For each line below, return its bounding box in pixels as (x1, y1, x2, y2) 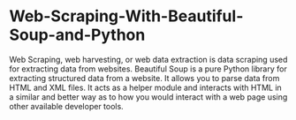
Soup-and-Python (9, 25, 146, 45)
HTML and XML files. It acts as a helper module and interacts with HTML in (9, 82, 283, 93)
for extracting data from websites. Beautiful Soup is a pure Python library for (9, 64, 287, 74)
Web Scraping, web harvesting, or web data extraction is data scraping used (9, 54, 288, 64)
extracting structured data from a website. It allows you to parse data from (9, 72, 280, 83)
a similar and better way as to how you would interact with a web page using (9, 91, 288, 102)
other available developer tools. (9, 101, 124, 111)
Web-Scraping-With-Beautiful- (9, 6, 244, 26)
